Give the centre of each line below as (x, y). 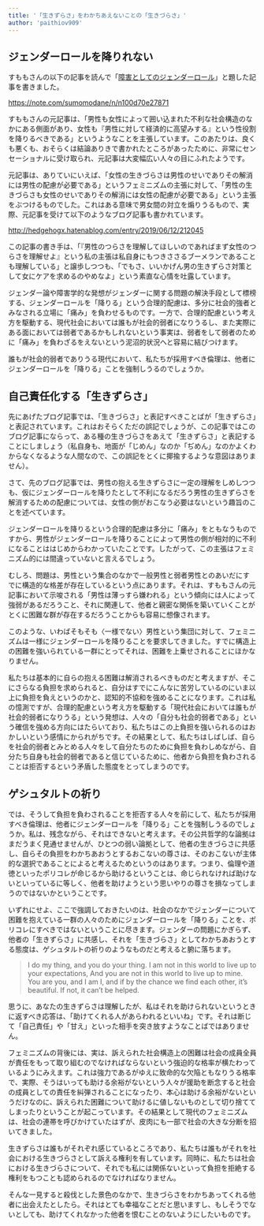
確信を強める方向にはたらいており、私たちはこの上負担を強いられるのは (132, 727)
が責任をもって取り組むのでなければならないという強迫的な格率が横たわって (132, 1062)
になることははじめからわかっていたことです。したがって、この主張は (121, 549)
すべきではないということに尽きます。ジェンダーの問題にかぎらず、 (145, 929)
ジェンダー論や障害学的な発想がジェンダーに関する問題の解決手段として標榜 (132, 293)
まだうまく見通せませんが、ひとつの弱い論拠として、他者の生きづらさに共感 (132, 844)
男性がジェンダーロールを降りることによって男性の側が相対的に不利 (145, 539)
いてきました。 (32, 1131)
